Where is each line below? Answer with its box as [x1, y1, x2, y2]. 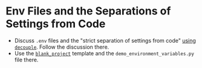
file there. [14, 56, 39, 63]
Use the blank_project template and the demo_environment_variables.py [14, 49, 195, 57]
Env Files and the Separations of [5, 4, 171, 18]
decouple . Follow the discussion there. [14, 43, 109, 51]
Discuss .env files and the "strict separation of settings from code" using [14, 37, 196, 44]
